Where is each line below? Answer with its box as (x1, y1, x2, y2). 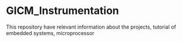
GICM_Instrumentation (6, 4, 120, 17)
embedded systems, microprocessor (6, 29, 94, 36)
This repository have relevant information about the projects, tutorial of (6, 23, 176, 30)
